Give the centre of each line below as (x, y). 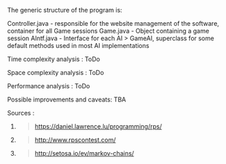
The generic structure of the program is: (65, 10)
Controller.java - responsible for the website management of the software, (113, 23)
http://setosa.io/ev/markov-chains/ (84, 153)
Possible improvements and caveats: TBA (67, 99)
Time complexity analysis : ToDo (54, 59)
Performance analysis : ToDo (49, 86)
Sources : (21, 113)
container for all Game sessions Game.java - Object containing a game (108, 31)
